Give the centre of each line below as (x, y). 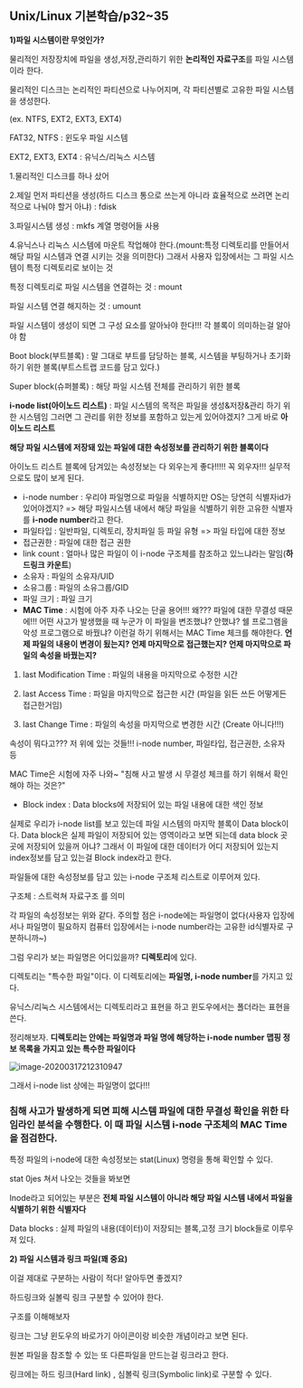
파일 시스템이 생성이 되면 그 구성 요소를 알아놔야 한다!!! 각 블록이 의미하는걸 (142, 325)
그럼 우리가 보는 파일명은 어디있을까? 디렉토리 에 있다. (103, 957)
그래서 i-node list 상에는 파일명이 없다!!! (80, 1085)
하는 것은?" (46, 785)
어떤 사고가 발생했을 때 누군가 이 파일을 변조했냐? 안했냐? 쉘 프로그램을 (164, 621)
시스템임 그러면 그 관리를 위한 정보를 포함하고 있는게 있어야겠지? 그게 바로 (148, 416)
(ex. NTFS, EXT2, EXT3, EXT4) (66, 118)
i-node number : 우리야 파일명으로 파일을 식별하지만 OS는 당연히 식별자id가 (157, 496)
